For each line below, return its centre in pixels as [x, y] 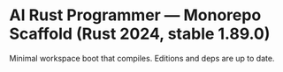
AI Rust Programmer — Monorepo [135, 15]
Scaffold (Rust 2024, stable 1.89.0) [140, 34]
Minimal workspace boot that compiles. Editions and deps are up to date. [142, 58]
